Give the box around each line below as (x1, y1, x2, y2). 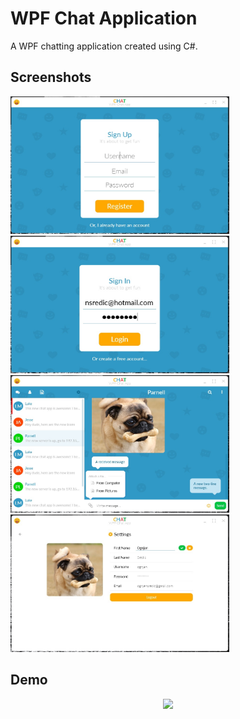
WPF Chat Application (10, 7, 198, 30)
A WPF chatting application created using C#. (10, 40, 198, 52)
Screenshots (10, 69, 92, 86)
